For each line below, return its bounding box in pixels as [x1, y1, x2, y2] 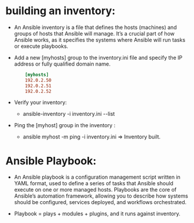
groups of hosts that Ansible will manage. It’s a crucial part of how [14, 30, 175, 37]
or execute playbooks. [14, 43, 68, 50]
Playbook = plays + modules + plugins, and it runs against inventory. [14, 210, 181, 217]
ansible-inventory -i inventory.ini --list [22, 111, 116, 118]
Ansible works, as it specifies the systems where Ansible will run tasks [14, 36, 186, 43]
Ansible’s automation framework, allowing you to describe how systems [14, 192, 188, 199]
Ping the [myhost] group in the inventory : [14, 122, 116, 129]
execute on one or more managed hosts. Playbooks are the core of [14, 186, 177, 193]
